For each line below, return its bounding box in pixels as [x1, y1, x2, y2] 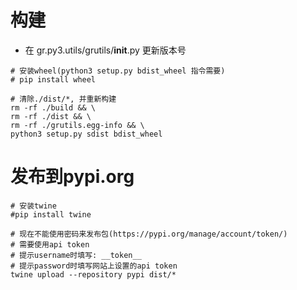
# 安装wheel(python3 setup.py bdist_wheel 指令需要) [10, 66, 226, 76]
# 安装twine [10, 201, 57, 211]
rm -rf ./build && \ [10, 102, 97, 113]
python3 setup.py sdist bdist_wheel [10, 129, 163, 139]
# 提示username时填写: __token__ [10, 250, 142, 260]
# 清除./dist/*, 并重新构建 [10, 94, 117, 104]
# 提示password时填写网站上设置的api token [10, 261, 178, 271]
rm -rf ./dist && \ [10, 111, 92, 121]
